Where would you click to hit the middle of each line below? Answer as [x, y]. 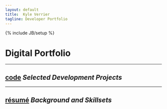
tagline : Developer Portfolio [37, 19]
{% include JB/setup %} [30, 33]
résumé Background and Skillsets [58, 100]
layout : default [22, 10]
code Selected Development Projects [64, 77]
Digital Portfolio [38, 53]
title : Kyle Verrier [28, 14]
